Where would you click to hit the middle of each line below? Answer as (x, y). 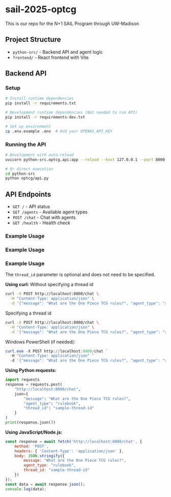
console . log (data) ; (26, 489)
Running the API (26, 144)
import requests (22, 380)
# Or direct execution (29, 169)
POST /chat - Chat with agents (44, 218)
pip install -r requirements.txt (41, 103)
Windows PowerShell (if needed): (40, 342)
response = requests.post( (34, 385)
